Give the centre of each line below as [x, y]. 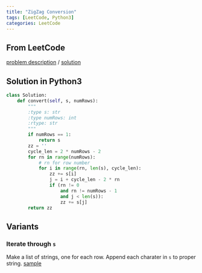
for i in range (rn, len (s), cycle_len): [90, 168]
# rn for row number [64, 163]
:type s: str [44, 112]
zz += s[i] [63, 174]
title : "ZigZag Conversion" [42, 12]
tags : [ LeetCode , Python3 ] [40, 18]
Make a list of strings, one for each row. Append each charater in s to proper [101, 257]
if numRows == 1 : [49, 135]
